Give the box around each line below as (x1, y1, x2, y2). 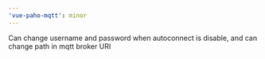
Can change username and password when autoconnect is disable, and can (8, 33, 257, 42)
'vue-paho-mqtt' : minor (8, 11, 88, 20)
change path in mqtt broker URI (8, 41, 111, 51)
